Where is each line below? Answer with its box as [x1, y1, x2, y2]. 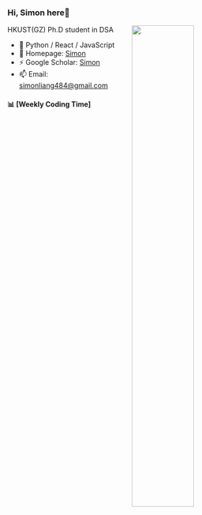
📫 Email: [18, 70, 49, 79]
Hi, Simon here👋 [7, 7, 70, 18]
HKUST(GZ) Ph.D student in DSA [7, 25, 114, 35]
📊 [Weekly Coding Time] [7, 99, 92, 109]
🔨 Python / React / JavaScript [18, 40, 115, 50]
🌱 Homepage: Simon [18, 49, 86, 58]
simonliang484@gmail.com [18, 81, 108, 90]
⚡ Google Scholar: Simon [18, 58, 100, 67]
